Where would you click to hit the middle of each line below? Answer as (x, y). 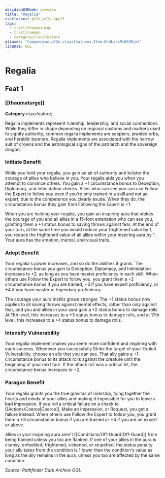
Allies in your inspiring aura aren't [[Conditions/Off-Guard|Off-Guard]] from (81, 434)
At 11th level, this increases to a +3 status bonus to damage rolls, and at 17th (82, 315)
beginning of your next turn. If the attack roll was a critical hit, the (71, 365)
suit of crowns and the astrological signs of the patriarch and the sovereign (81, 144)
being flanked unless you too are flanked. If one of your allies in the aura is (81, 440)
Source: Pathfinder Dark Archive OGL (43, 470)
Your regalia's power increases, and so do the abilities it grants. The (74, 264)
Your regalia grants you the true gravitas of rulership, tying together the (78, 393)
